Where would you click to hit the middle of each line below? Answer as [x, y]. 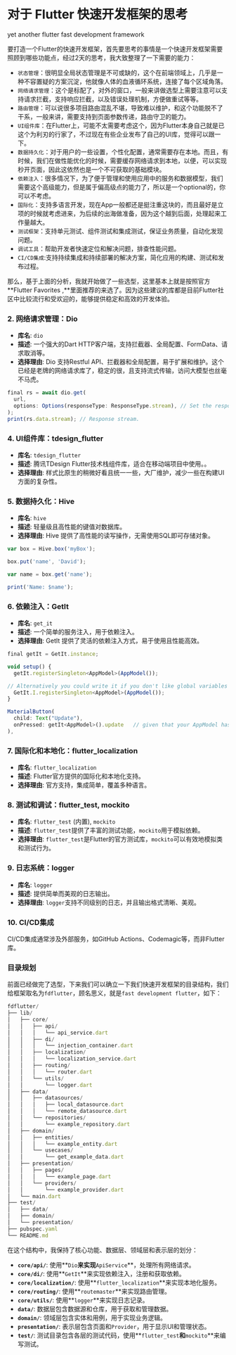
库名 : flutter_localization [57, 767]
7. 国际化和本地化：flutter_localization [73, 750]
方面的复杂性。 [39, 481]
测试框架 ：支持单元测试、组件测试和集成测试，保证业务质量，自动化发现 [120, 231]
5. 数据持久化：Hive [41, 501]
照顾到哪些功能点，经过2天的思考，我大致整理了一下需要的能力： [101, 58]
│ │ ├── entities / [40, 1137]
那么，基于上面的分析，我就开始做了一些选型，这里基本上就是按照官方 [109, 281]
